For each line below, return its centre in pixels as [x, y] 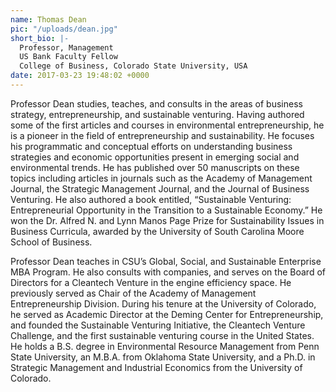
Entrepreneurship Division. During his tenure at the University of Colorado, [163, 303]
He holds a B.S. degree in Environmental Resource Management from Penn [165, 346]
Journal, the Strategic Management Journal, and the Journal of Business [160, 188]
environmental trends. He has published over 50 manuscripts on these [155, 167]
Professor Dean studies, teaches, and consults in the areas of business [156, 103]
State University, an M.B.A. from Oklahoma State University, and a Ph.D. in [163, 357]
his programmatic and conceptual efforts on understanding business [151, 146]
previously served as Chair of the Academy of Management [133, 293]
